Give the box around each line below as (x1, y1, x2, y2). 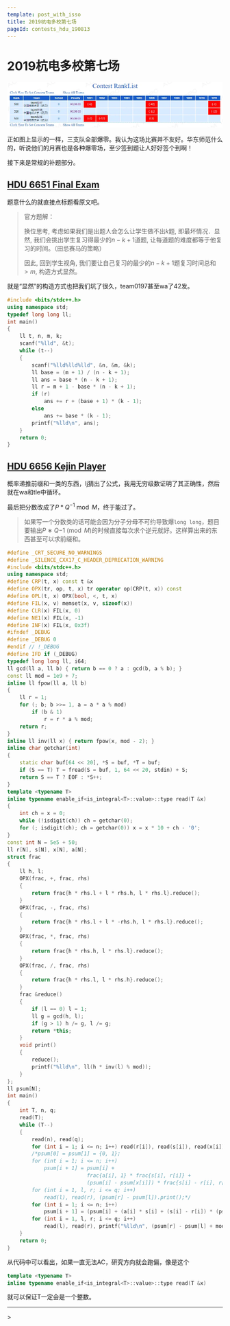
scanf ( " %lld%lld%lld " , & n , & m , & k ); (31, 361, 136, 369)
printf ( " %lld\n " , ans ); (31, 420, 99, 426)
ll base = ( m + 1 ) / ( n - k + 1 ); (31, 369, 130, 376)
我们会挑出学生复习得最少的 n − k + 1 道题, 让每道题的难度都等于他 (33, 236, 216, 244)
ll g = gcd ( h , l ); (31, 1013, 84, 1020)
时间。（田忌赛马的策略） (36, 244, 105, 252)
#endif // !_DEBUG (7, 643, 60, 650)
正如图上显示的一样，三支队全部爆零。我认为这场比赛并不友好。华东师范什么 (7, 135, 223, 144)
